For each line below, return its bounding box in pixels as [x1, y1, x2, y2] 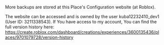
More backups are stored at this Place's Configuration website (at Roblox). [5, 4, 156, 10]
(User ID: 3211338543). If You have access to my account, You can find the [5, 19, 157, 24]
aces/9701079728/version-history [5, 34, 74, 40]
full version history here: [5, 24, 55, 30]
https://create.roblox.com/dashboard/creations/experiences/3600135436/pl [5, 29, 160, 35]
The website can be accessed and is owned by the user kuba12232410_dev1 [5, 14, 160, 19]
